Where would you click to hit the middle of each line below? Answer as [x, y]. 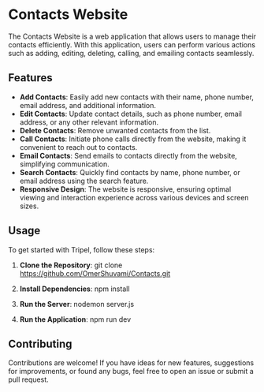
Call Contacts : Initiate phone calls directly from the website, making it [133, 139]
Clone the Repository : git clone [71, 265]
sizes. [29, 206]
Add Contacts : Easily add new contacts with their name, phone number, [137, 97]
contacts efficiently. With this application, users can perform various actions [132, 44]
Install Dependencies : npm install [74, 289]
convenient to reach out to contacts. [78, 147]
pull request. [28, 379]
